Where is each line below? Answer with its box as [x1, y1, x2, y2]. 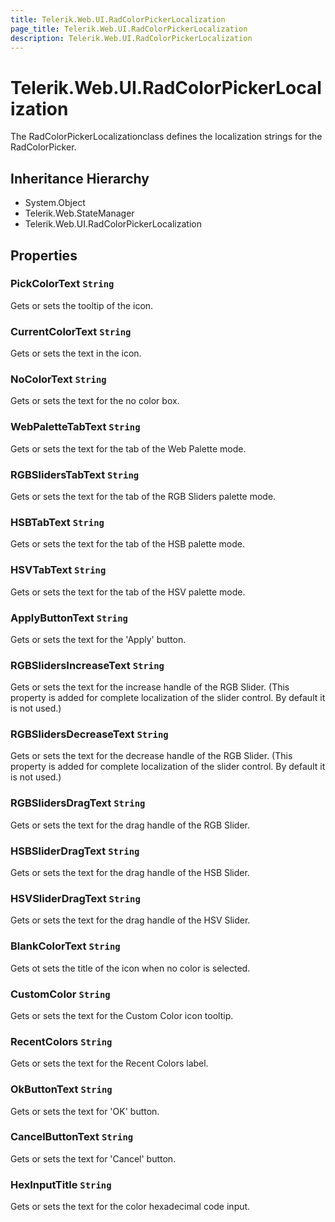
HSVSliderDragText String [10, 892, 141, 905]
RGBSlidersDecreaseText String [10, 727, 169, 741]
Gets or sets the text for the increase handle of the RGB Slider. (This [10, 681, 290, 693]
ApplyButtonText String [10, 611, 128, 625]
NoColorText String [10, 372, 107, 386]
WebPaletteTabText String [10, 420, 141, 434]
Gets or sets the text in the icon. [10, 347, 142, 360]
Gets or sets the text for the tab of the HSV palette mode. [10, 586, 246, 598]
